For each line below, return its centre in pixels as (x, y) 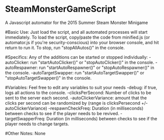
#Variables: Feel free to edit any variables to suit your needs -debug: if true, (81, 87)
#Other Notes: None (25, 133)
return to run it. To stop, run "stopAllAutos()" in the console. (65, 47)
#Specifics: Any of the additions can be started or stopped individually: (76, 57)
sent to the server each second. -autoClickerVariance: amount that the (76, 98)
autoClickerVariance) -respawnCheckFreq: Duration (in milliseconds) (74, 108)
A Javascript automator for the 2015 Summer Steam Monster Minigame (77, 23)
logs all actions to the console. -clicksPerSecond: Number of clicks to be (78, 93)
